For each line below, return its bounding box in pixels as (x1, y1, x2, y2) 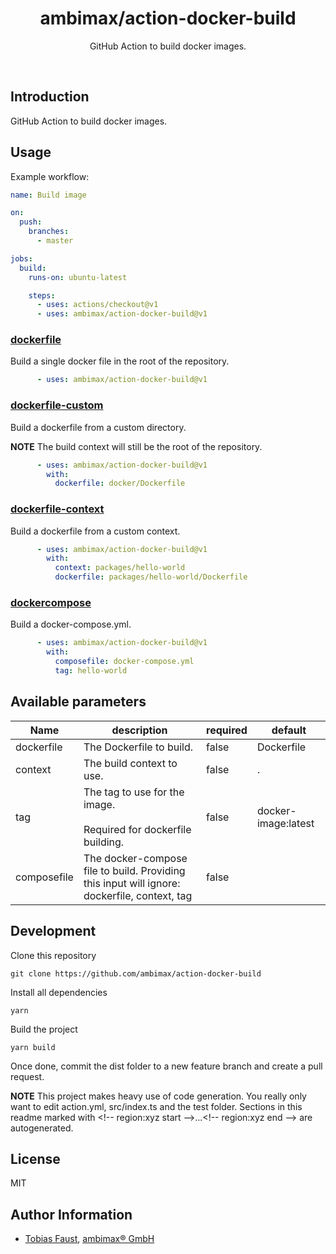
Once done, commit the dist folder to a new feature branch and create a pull (10, 1060, 323, 1072)
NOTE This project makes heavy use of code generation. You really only (10, 1090, 307, 1102)
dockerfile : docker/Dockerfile (54, 478, 186, 489)
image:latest (256, 816, 315, 830)
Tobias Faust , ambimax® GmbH (24, 1233, 155, 1245)
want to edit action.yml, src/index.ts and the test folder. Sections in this (10, 1100, 303, 1112)
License (10, 1150, 61, 1167)
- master (36, 236, 74, 246)
